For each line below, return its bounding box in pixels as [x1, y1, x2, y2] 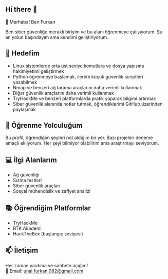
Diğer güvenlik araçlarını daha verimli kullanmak [12, 90, 114, 96]
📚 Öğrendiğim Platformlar [5, 204, 91, 212]
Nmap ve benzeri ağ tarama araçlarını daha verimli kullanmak [12, 84, 142, 90]
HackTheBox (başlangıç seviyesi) [12, 231, 83, 237]
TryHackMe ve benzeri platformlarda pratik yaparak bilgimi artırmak [12, 95, 156, 102]
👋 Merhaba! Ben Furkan [5, 18, 55, 25]
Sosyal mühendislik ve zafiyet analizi [12, 188, 91, 194]
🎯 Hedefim [5, 49, 40, 58]
